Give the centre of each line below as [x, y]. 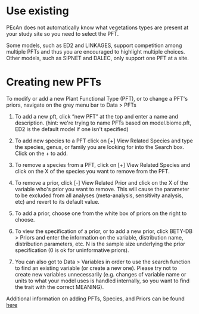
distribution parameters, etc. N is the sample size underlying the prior [100, 244]
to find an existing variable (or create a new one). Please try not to [96, 268]
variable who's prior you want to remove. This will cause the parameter [102, 189]
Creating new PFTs [54, 82]
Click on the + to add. [41, 153]
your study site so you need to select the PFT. [63, 33]
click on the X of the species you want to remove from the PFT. [92, 171]
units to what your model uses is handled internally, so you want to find [102, 281]
